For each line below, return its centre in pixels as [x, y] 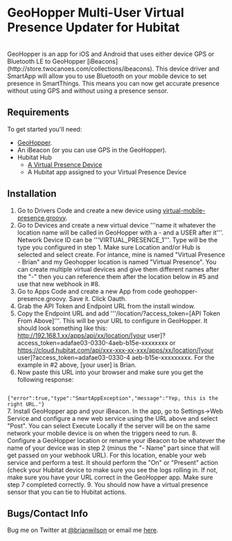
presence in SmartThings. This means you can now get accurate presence [114, 83]
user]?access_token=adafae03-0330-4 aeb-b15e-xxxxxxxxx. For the [116, 357]
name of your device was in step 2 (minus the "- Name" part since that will [114, 448]
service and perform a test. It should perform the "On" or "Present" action [113, 462]
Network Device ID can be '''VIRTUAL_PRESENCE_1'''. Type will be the [117, 239]
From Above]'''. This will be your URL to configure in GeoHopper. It [112, 320]
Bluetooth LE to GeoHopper [46, 61]
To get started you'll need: [45, 129]
